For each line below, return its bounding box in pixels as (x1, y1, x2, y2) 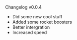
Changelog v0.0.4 (5, 4, 42, 10)
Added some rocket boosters (12, 19, 72, 25)
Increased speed (12, 30, 47, 35)
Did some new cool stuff (12, 14, 63, 19)
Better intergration (12, 24, 50, 30)
